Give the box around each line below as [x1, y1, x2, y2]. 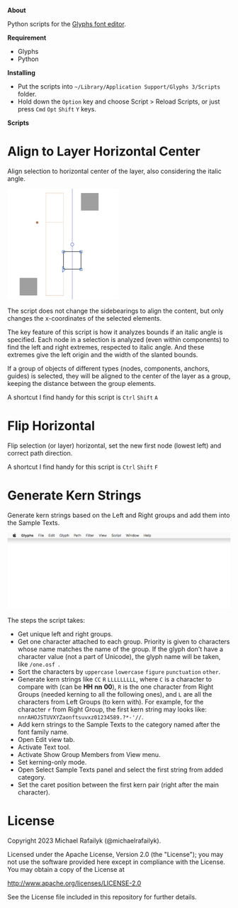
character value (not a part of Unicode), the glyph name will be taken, [17, 652, 221, 660]
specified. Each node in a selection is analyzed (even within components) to [7, 335, 229, 343]
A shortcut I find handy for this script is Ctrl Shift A [7, 393, 158, 402]
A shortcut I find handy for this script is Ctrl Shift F [7, 463, 158, 471]
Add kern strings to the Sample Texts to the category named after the [17, 720, 221, 729]
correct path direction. [7, 448, 73, 457]
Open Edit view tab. [17, 735, 76, 743]
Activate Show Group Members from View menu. [17, 750, 161, 758]
